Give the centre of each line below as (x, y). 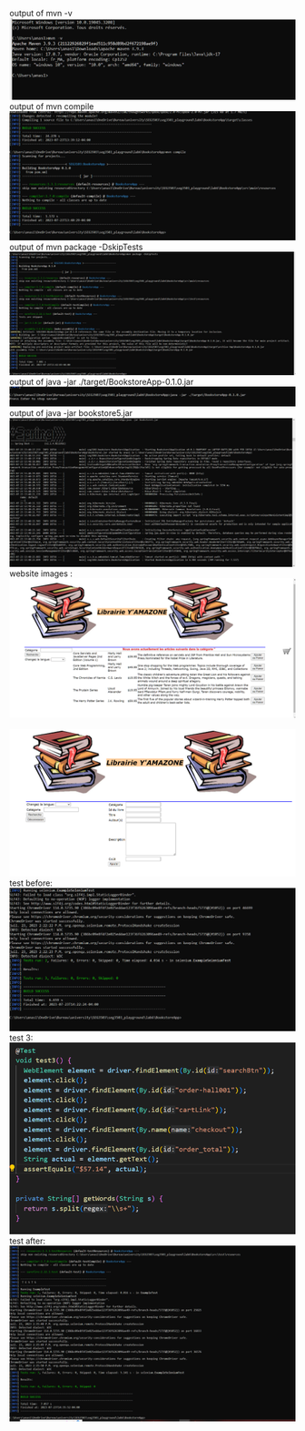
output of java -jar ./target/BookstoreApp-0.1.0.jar (102, 382)
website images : (41, 573)
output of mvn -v (41, 13)
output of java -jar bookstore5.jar (71, 413)
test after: (27, 1241)
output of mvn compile (52, 107)
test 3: (21, 1038)
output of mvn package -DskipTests (76, 247)
